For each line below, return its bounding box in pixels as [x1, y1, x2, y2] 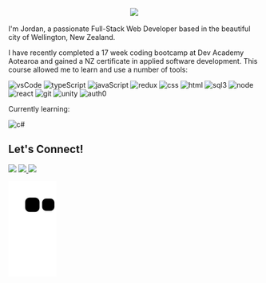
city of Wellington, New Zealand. [8, 33, 116, 41]
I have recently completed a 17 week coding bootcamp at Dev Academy [8, 48, 244, 57]
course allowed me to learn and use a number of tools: [8, 65, 189, 74]
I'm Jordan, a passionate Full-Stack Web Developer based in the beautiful [8, 24, 251, 33]
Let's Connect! [8, 143, 84, 156]
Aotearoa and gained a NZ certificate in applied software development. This [8, 57, 258, 65]
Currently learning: [8, 104, 70, 113]
